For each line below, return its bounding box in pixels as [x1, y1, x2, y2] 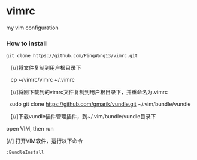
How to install [6, 39, 47, 48]
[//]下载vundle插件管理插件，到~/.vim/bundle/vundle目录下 [10, 113, 156, 120]
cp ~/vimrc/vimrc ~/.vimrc [10, 76, 75, 84]
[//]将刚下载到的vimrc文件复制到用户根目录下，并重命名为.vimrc [10, 88, 168, 96]
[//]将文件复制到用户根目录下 [10, 64, 82, 72]
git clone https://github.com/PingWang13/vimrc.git [6, 53, 138, 59]
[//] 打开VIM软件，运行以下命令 [6, 137, 83, 145]
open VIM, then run [6, 125, 54, 132]
